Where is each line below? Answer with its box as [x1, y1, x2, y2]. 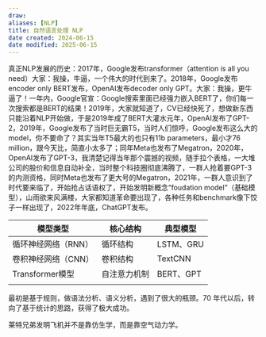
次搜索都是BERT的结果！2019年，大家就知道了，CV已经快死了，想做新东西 [8, 104, 254, 113]
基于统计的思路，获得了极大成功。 [21, 303, 133, 313]
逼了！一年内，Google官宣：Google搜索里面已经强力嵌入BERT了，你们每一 [8, 94, 254, 103]
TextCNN [156, 253, 191, 264]
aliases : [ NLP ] [8, 19, 59, 27]
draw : [8, 11, 26, 20]
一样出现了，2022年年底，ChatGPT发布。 [14, 203, 152, 213]
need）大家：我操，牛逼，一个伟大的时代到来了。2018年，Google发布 [8, 74, 238, 83]
